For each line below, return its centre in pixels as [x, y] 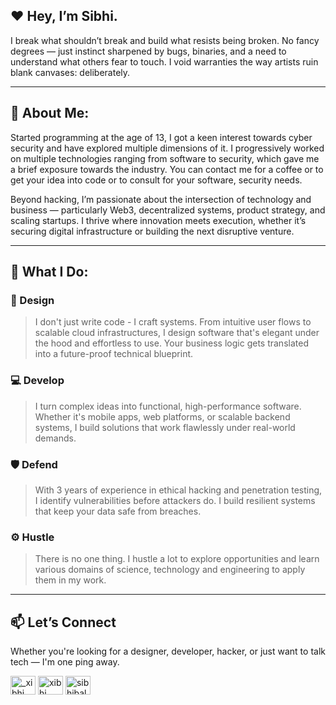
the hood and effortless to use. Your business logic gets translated [171, 343]
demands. [55, 438]
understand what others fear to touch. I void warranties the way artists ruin [164, 61]
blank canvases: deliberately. [70, 72]
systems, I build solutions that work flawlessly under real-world [165, 427]
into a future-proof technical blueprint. [114, 354]
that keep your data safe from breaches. [118, 511]
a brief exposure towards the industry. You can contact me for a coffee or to [167, 169]
